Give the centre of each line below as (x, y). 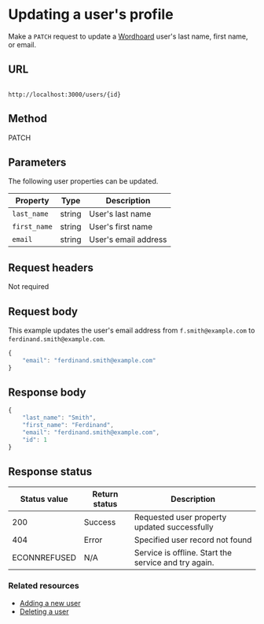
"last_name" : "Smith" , (59, 418)
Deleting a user (44, 611)
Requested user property (180, 517)
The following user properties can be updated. (83, 181)
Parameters (37, 162)
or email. (22, 44)
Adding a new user (50, 603)
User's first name (121, 227)
